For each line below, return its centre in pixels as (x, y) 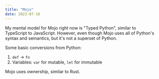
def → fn (21, 57)
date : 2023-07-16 (23, 14)
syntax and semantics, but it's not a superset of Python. (61, 38)
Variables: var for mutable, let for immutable (57, 62)
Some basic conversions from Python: (43, 47)
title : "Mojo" (20, 9)
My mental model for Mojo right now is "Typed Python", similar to (71, 28)
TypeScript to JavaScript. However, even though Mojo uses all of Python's (80, 33)
